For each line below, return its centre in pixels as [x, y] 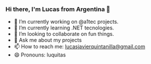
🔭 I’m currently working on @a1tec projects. [66, 22]
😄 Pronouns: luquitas [40, 55]
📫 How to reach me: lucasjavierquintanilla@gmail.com [79, 47]
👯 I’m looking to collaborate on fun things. [64, 34]
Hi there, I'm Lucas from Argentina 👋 [58, 9]
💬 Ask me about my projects [48, 40]
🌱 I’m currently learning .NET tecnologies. [64, 28]
